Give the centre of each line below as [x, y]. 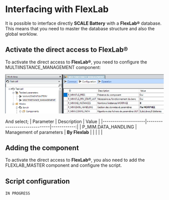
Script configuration [38, 181]
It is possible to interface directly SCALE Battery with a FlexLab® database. [83, 23]
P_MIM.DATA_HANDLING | [110, 126]
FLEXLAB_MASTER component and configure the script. [64, 165]
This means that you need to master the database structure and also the [80, 28]
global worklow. [22, 34]
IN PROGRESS [18, 193]
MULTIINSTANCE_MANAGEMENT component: [53, 67]
